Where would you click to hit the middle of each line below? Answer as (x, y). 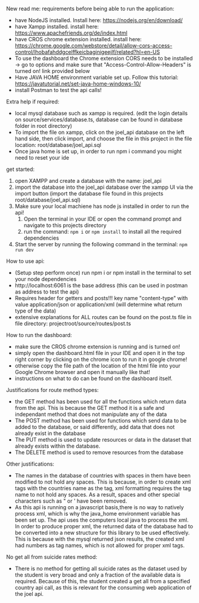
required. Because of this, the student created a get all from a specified (102, 581)
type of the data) (35, 311)
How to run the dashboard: (39, 335)
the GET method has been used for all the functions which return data (100, 402)
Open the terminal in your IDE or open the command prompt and (102, 219)
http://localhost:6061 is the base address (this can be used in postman (101, 285)
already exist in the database (50, 433)
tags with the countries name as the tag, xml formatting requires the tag (103, 488)
